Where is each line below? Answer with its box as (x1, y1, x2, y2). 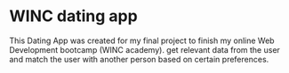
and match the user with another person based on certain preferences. (9, 54, 269, 64)
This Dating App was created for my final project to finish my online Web (9, 35, 275, 46)
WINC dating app (9, 6, 138, 26)
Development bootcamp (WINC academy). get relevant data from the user (9, 44, 280, 55)
